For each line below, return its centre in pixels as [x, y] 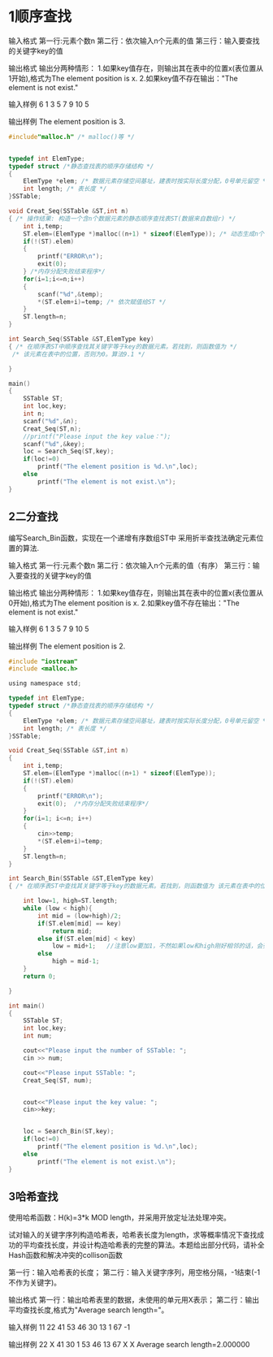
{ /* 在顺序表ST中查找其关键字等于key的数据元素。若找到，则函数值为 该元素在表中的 [134, 887]
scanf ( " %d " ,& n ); [51, 421]
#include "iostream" [43, 661]
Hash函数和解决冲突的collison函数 [66, 1255]
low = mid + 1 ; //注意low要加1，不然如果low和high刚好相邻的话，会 [157, 946]
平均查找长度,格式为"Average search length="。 [89, 1310]
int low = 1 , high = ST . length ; [70, 901]
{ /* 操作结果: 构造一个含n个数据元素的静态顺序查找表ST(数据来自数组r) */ [122, 219]
